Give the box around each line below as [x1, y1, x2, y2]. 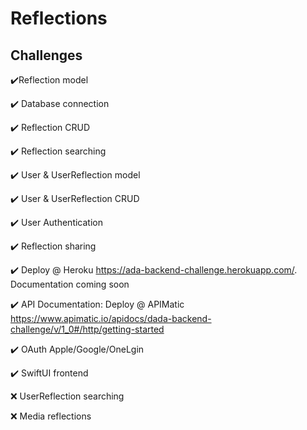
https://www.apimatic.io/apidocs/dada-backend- [10, 313, 212, 324]
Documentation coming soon [10, 278, 130, 290]
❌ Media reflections [10, 410, 92, 422]
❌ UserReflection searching [10, 390, 125, 402]
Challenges [10, 47, 83, 64]
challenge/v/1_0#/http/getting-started [10, 323, 165, 335]
